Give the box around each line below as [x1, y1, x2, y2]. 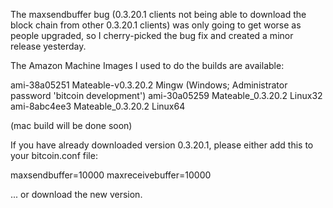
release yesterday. [10, 40, 87, 52]
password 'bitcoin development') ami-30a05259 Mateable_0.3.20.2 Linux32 [10, 90, 323, 101]
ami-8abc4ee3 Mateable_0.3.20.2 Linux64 [10, 100, 186, 112]
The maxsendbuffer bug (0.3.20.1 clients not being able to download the [10, 9, 307, 20]
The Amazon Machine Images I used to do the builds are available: [10, 60, 285, 71]
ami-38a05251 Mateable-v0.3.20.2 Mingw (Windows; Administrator [10, 79, 288, 91]
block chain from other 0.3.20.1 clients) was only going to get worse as [10, 19, 302, 31]
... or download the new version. [10, 189, 143, 200]
